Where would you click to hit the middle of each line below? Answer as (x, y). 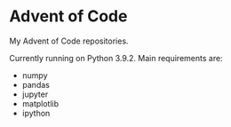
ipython (36, 113)
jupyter (35, 94)
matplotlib (40, 103)
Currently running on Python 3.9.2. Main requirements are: (116, 58)
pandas (36, 84)
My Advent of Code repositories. (69, 41)
